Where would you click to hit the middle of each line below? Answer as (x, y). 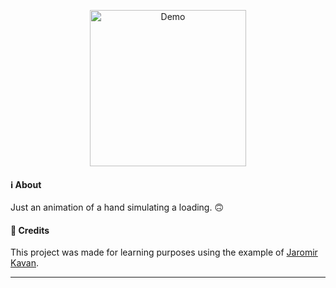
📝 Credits (30, 230)
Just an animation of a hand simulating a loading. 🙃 (117, 207)
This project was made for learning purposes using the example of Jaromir (164, 252)
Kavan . (25, 263)
